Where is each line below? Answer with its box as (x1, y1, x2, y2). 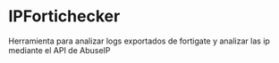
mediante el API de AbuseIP (8, 44, 111, 55)
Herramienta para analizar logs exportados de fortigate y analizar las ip (8, 35, 270, 46)
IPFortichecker (8, 6, 121, 27)
